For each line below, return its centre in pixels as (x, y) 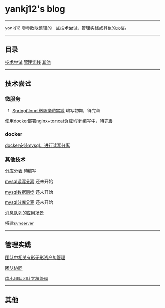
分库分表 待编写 (21, 171)
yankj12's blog (35, 9)
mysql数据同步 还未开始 (29, 192)
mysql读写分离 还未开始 (29, 182)
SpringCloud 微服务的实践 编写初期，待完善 (56, 111)
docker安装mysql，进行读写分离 (38, 145)
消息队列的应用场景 (25, 213)
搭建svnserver (20, 223)
